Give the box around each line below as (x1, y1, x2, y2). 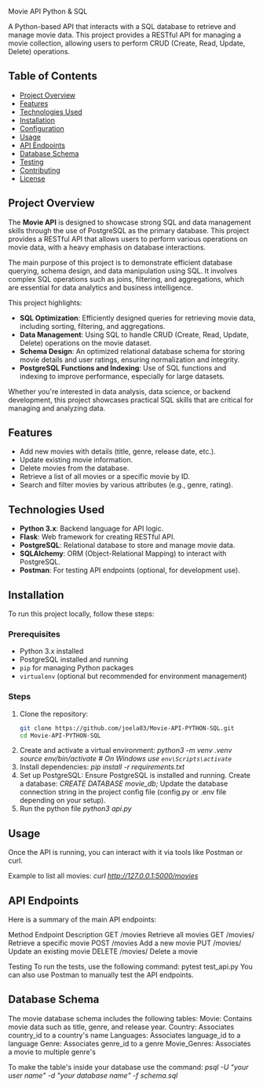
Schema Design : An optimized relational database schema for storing (19, 346, 246, 356)
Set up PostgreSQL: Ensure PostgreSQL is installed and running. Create (19, 771, 251, 780)
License (19, 173, 46, 183)
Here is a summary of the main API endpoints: (8, 915, 157, 925)
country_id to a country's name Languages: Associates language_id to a (8, 1030, 241, 1039)
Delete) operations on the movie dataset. (19, 338, 152, 348)
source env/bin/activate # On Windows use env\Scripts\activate (19, 754, 232, 764)
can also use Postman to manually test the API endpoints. (8, 970, 194, 980)
